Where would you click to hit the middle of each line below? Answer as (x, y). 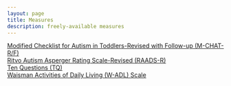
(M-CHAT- (209, 46)
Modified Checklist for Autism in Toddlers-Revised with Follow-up (100, 46)
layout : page (26, 13)
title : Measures (30, 20)
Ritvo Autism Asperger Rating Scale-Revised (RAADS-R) (87, 61)
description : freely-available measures (66, 26)
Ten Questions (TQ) (35, 68)
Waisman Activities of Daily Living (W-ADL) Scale (77, 75)
